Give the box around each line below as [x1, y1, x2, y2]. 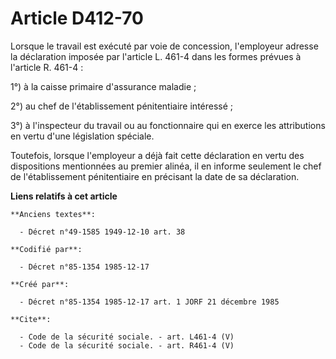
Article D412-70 [10, 7, 144, 30]
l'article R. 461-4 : [10, 61, 84, 73]
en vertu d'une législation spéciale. [10, 130, 155, 142]
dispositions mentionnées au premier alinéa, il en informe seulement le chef [10, 160, 322, 172]
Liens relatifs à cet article [10, 190, 118, 202]
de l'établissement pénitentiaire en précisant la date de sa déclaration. [10, 170, 300, 182]
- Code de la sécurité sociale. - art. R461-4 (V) [19, 340, 235, 351]
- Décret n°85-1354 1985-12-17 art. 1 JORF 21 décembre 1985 [19, 297, 280, 307]
